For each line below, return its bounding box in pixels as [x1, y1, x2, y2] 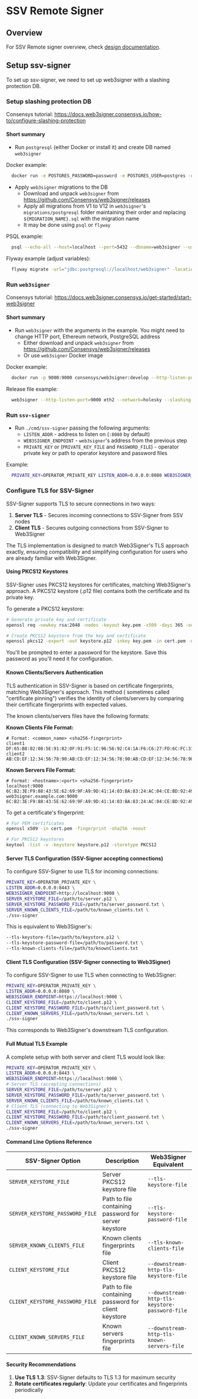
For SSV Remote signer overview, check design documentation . [6, 43, 161, 50]
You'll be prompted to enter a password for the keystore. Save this [6, 649, 167, 656]
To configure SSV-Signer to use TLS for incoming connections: [6, 868, 159, 875]
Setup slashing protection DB [6, 97, 92, 105]
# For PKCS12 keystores [6, 836, 65, 843]
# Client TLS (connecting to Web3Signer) [6, 1103, 110, 1109]
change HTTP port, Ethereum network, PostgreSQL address [14, 333, 160, 340]
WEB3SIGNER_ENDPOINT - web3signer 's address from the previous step [23, 437, 187, 444]
